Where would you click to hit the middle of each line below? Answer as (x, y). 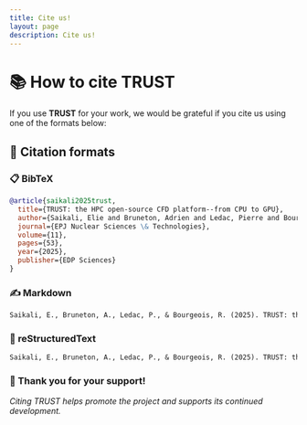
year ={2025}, (42, 252)
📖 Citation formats (63, 152)
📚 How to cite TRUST (92, 82)
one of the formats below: (58, 123)
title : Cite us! (40, 18)
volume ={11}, (42, 235)
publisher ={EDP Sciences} (67, 260)
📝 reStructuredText (53, 338)
